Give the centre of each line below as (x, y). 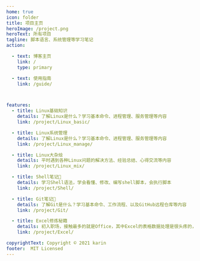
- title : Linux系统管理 (40, 133)
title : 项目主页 (25, 23)
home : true (20, 12)
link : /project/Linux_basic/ (54, 122)
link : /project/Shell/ (45, 188)
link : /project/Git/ (43, 210)
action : (16, 46)
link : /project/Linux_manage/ (55, 144)
